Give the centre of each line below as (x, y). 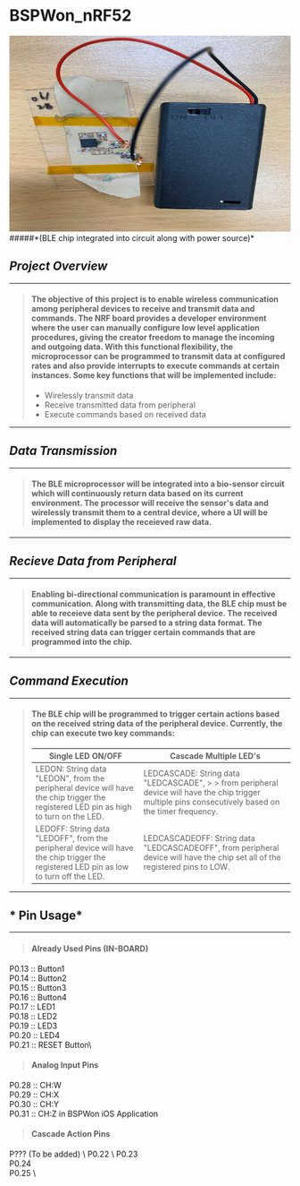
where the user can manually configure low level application (146, 328)
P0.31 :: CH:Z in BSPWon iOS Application (84, 1113)
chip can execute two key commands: (103, 733)
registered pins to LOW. (187, 867)
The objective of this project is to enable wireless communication (155, 299)
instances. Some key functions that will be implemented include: (154, 375)
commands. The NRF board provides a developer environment (149, 318)
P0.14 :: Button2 (38, 978)
